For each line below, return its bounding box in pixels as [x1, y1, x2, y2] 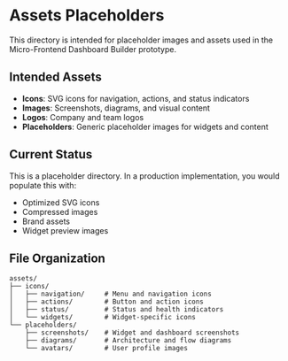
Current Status [9, 147, 93, 162]
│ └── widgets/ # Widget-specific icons [9, 313, 197, 322]
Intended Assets [9, 70, 102, 85]
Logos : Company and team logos [21, 111, 144, 122]
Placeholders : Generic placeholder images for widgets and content [21, 121, 269, 132]
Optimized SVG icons [21, 196, 100, 208]
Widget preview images [21, 225, 109, 235]
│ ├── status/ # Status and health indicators [9, 305, 224, 314]
